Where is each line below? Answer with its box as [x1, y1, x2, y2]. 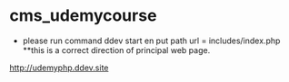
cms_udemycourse [9, 5, 157, 26]
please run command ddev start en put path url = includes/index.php [22, 35, 281, 46]
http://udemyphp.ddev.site [9, 62, 109, 73]
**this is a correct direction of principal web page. [22, 44, 211, 55]
